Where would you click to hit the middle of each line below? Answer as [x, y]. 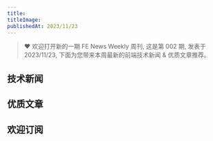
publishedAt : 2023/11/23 [42, 26]
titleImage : [24, 20]
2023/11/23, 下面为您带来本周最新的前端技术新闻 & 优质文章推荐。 [117, 55]
